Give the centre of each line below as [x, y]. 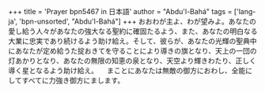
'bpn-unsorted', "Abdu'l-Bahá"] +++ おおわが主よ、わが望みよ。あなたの [138, 21]
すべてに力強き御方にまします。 [73, 80]
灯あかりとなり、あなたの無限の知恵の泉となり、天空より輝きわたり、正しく [132, 61]
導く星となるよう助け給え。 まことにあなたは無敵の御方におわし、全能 [127, 70]
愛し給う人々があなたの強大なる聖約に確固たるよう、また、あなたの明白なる [133, 31]
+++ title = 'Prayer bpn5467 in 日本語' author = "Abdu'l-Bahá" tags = [120, 11]
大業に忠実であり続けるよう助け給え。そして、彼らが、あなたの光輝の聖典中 [132, 41]
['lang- [245, 11]
